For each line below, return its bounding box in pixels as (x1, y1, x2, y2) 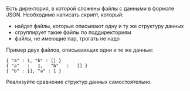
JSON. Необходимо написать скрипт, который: (6, 11, 124, 18)
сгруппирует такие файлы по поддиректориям (14, 29, 132, 36)
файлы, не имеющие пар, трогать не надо (14, 35, 120, 42)
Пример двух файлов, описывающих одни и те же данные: (6, 46, 154, 53)
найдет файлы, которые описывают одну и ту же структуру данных (14, 23, 184, 29)
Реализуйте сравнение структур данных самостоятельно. (6, 79, 152, 85)
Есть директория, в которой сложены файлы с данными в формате (6, 5, 175, 12)
